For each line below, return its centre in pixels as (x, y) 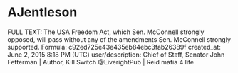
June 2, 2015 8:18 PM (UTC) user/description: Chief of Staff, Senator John (116, 55)
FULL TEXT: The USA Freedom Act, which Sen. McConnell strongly (106, 32)
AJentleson (42, 12)
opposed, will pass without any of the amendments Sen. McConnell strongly (119, 39)
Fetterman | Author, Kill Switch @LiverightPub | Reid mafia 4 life (101, 62)
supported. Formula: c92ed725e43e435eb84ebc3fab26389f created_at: (114, 47)
